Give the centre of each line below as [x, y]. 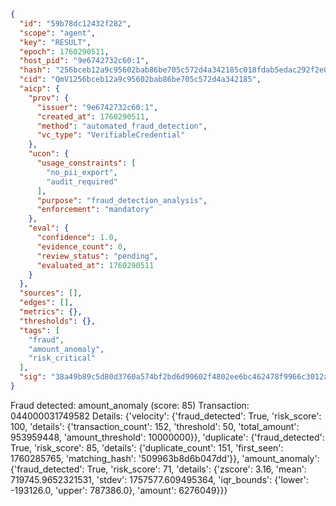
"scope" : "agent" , [58, 33]
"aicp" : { [39, 89]
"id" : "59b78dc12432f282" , [75, 23]
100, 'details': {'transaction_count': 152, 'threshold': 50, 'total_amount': [155, 426]
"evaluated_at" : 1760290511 [95, 265]
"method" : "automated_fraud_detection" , [122, 126]
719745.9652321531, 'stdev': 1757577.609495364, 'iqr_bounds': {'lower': [159, 479]
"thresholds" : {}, [58, 321]
